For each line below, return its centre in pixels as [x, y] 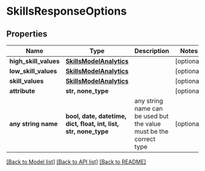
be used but [151, 116]
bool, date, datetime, [96, 116]
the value [147, 124]
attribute [22, 91]
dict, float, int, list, [92, 124]
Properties [27, 34]
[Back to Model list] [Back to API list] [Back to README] [76, 162]
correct [145, 139]
